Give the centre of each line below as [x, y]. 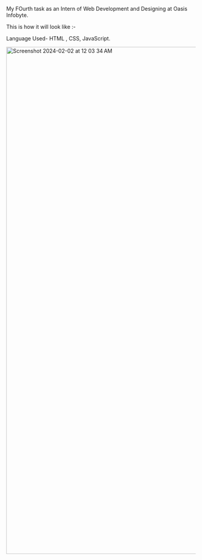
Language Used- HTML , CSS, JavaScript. [58, 38]
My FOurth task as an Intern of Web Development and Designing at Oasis [97, 9]
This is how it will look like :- [41, 27]
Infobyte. [17, 15]
